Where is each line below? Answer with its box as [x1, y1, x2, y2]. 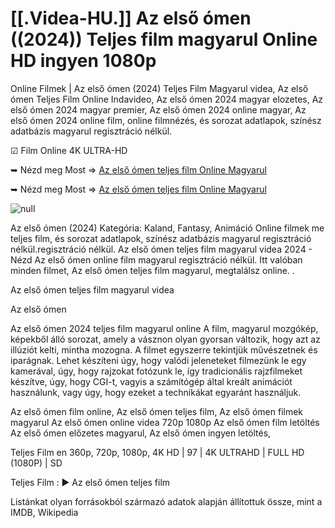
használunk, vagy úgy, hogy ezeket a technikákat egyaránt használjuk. [10, 386, 302, 398]
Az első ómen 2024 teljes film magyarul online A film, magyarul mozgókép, [10, 322, 319, 334]
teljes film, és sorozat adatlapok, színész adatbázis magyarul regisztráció [10, 232, 312, 244]
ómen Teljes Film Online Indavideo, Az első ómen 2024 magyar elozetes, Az [10, 93, 324, 105]
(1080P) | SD [10, 457, 63, 469]
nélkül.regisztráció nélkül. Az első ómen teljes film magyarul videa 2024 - [10, 243, 313, 255]
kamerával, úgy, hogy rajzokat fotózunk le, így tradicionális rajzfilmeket [10, 365, 303, 377]
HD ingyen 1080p [10, 50, 157, 72]
